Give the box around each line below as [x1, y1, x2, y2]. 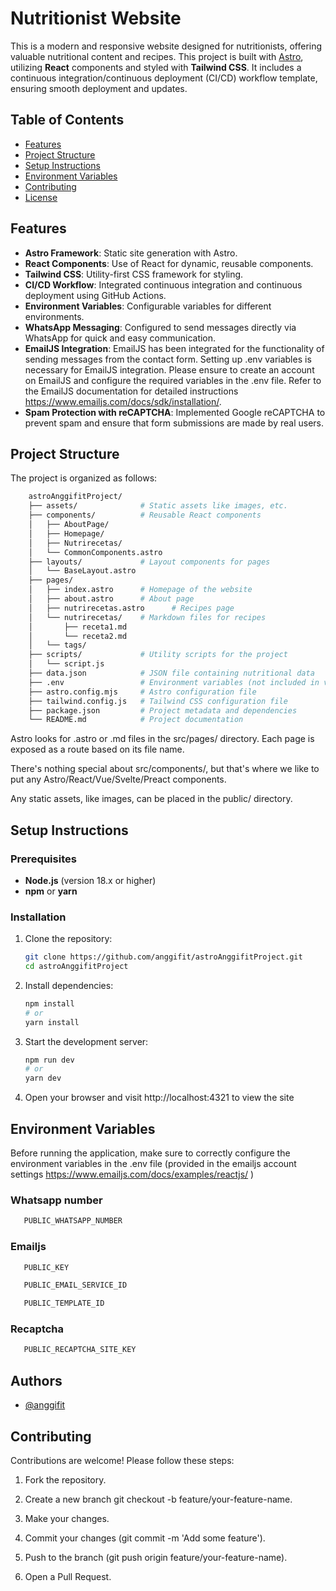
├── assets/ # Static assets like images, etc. [28, 501, 288, 511]
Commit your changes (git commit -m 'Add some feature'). [24, 1532, 266, 1544]
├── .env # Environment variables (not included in [28, 677, 320, 687]
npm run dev [24, 1055, 75, 1065]
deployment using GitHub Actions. [24, 289, 167, 301]
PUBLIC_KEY [23, 1262, 70, 1272]
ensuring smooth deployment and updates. [10, 82, 188, 94]
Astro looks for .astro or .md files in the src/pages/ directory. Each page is [10, 733, 315, 745]
